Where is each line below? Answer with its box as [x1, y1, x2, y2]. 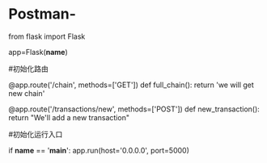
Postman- [8, 5, 77, 23]
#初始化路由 [8, 64, 49, 73]
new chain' [8, 88, 45, 98]
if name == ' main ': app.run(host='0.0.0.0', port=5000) [8, 145, 190, 155]
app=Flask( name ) [8, 47, 69, 56]
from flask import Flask [8, 31, 86, 41]
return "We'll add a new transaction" [8, 112, 129, 122]
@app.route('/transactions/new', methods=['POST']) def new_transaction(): [8, 104, 261, 114]
